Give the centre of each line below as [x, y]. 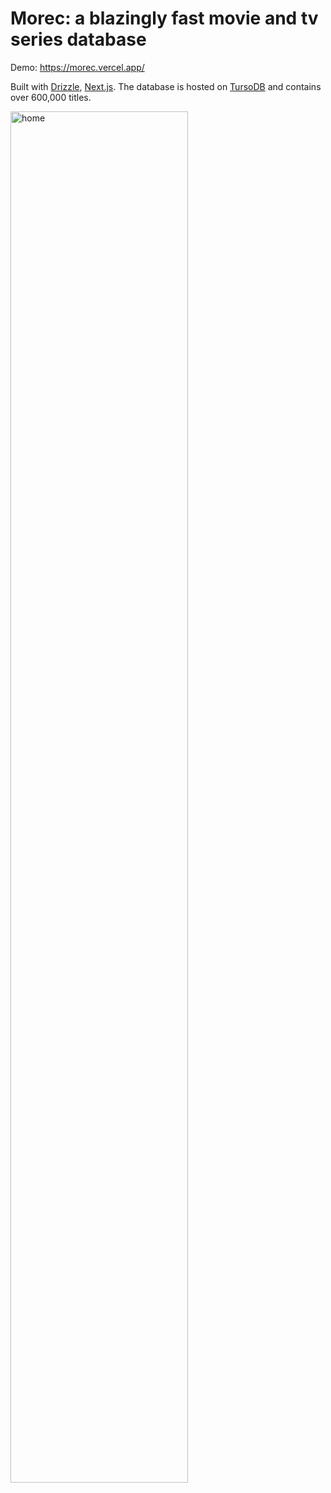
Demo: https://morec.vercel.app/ [77, 67]
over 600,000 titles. [51, 97]
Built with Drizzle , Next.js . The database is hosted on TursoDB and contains [166, 86]
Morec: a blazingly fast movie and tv [164, 18]
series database [78, 39]
